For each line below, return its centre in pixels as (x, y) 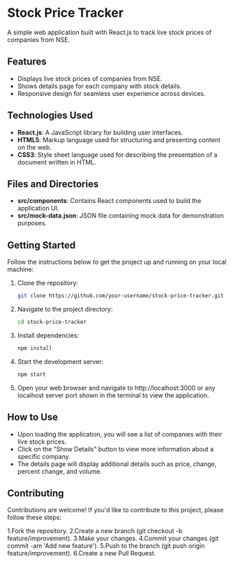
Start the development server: (60, 361)
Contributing (36, 493)
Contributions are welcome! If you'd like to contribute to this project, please (115, 510)
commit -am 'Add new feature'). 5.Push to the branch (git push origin (106, 546)
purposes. (32, 223)
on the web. (35, 147)
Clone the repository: (48, 283)
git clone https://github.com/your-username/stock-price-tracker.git (121, 296)
